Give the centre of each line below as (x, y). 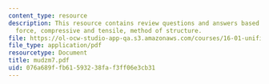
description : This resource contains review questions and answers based (134, 23)
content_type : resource (48, 16)
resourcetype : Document (48, 53)
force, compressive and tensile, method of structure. (109, 30)
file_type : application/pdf (55, 46)
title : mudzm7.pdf (39, 61)
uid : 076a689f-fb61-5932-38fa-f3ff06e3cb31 (82, 68)
